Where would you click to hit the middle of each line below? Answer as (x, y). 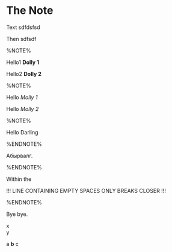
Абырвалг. (20, 156)
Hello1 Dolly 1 (23, 62)
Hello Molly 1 (22, 97)
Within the (19, 179)
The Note (30, 11)
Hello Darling (22, 132)
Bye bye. (17, 214)
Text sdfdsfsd (23, 27)
